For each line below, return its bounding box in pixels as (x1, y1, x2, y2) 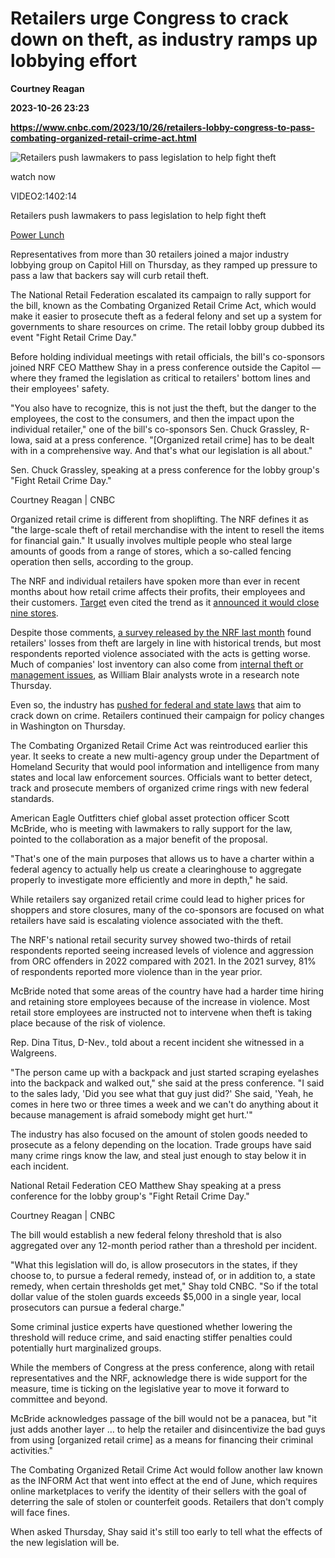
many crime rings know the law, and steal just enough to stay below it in (10, 1149, 307, 1161)
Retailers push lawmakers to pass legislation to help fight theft (10, 209, 267, 221)
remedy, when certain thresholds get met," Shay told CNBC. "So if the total (10, 1280, 319, 1292)
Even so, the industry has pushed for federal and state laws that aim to (10, 698, 302, 711)
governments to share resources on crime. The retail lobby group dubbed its (10, 320, 325, 332)
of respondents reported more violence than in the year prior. (10, 965, 263, 977)
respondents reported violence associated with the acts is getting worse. (10, 647, 311, 659)
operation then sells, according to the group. (10, 555, 194, 567)
